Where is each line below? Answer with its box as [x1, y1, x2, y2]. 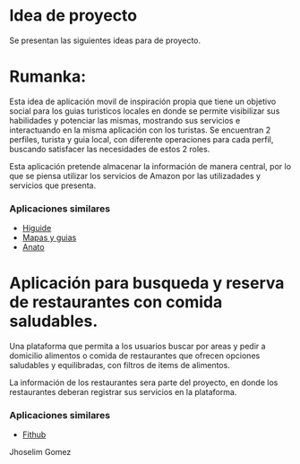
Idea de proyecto [9, 5, 138, 26]
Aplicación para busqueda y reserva [9, 273, 285, 294]
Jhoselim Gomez [9, 447, 72, 458]
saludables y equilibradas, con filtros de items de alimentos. [9, 360, 230, 371]
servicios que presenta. [9, 180, 97, 191]
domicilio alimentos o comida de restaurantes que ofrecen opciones [9, 350, 261, 361]
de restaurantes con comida [9, 292, 223, 313]
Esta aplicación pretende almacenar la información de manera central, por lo [9, 160, 292, 171]
